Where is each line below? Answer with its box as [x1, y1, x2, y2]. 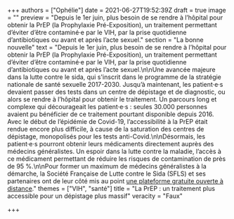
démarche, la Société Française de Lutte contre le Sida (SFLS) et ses [7, 169, 206, 178]
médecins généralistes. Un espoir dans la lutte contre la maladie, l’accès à [7, 147, 221, 155]
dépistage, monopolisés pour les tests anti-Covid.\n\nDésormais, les [7, 132, 206, 141]
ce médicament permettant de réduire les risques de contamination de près [7, 155, 226, 163]
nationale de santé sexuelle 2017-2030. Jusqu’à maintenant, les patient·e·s [7, 80, 223, 88]
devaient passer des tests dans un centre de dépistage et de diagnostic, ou [7, 87, 226, 96]
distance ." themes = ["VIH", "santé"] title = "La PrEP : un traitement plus [7, 185, 216, 192]
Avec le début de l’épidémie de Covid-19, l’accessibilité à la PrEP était [7, 118, 208, 125]
